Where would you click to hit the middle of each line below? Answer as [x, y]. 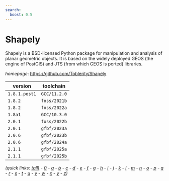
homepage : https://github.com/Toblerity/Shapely [56, 74]
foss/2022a [54, 108]
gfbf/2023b [54, 135]
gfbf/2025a [54, 149]
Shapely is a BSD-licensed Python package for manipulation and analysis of [84, 53]
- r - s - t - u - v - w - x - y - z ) [36, 173]
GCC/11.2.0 [54, 94]
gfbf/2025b [54, 156]
